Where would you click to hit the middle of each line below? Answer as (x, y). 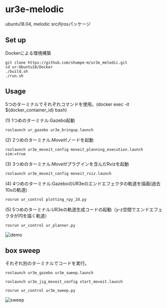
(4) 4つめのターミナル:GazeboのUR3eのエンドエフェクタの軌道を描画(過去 (83, 184)
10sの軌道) (16, 190)
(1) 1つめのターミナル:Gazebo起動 (40, 120)
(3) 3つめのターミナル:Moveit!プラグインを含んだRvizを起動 (67, 164)
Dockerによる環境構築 (28, 53)
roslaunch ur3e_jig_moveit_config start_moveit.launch (64, 282)
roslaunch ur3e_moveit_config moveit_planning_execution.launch (74, 149)
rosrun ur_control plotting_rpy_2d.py (46, 199)
